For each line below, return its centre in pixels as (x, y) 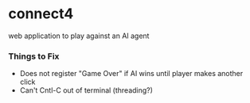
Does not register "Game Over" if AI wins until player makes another (131, 74)
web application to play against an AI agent (79, 36)
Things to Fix (34, 56)
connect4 (41, 14)
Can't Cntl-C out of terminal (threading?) (86, 90)
